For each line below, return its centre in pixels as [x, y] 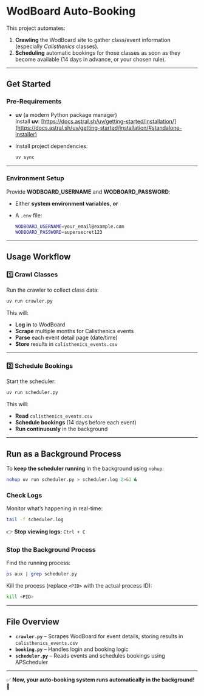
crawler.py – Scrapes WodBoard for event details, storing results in [99, 636]
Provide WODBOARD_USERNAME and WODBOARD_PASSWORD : [88, 192]
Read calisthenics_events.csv [54, 416]
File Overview [33, 621]
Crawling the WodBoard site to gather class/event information [93, 40]
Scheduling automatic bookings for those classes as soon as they [98, 52]
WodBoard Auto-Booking [71, 11]
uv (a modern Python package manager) [66, 114]
